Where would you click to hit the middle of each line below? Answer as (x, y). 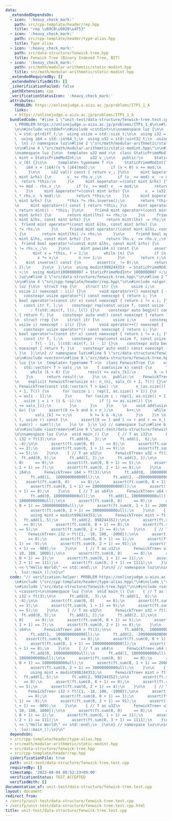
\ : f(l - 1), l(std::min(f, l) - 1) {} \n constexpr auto (87, 344)
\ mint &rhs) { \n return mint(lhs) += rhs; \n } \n (80, 215)
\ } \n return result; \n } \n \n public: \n (74, 377)
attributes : (23, 100)
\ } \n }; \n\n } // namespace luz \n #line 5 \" (64, 353)
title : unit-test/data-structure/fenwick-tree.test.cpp (66, 810)
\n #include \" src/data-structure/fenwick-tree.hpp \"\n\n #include (86, 587)
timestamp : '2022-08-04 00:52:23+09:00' (53, 772)
